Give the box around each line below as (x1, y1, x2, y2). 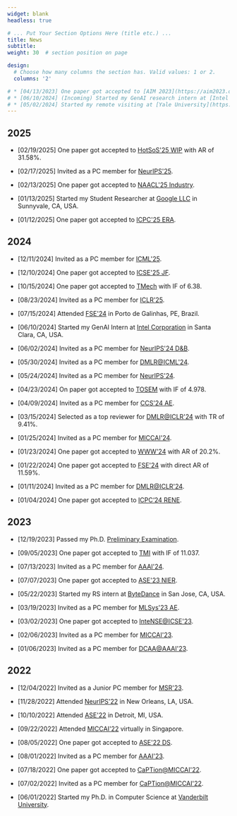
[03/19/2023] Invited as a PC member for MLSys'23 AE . (17, 603, 180, 611)
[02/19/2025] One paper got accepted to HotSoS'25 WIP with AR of (17, 146, 214, 154)
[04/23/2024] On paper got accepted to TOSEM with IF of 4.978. (17, 385, 207, 394)
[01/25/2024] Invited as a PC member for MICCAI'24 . (17, 433, 172, 442)
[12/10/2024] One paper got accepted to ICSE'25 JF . (17, 268, 171, 276)
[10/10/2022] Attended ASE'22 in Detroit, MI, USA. (17, 710, 164, 719)
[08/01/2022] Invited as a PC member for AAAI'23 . (17, 752, 165, 760)
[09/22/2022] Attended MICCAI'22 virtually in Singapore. (17, 724, 184, 733)
